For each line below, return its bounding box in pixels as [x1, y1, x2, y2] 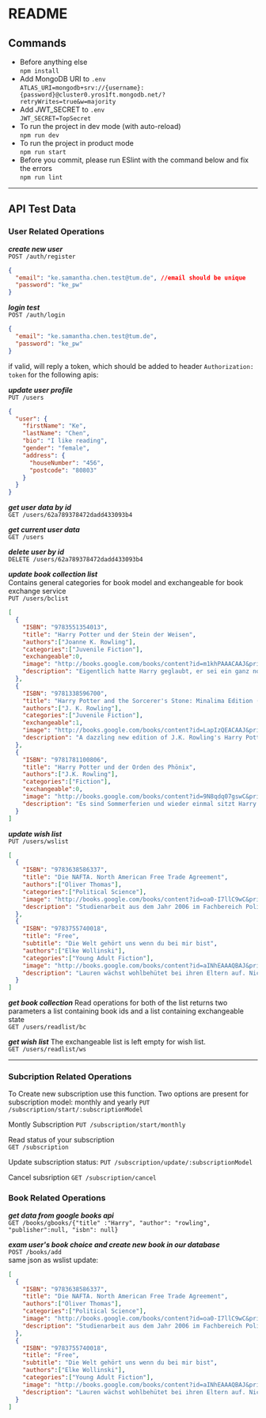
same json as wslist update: [8, 1255, 99, 1264]
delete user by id [8, 547, 65, 557]
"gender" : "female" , [22, 444, 90, 452]
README [8, 5, 68, 23]
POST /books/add [8, 1248, 62, 1256]
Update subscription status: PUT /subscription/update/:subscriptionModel [8, 1158, 253, 1167]
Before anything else [19, 57, 88, 67]
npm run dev [19, 131, 59, 139]
